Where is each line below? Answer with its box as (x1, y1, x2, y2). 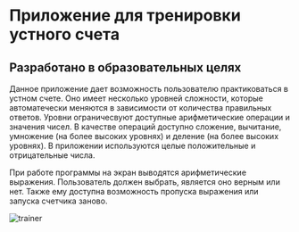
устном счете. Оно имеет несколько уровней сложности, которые (9, 93, 263, 104)
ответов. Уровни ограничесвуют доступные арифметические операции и (9, 112, 290, 122)
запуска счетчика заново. (9, 195, 108, 206)
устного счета (9, 24, 120, 45)
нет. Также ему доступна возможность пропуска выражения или (9, 186, 259, 196)
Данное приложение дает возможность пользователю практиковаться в (9, 84, 288, 94)
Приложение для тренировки (9, 5, 241, 26)
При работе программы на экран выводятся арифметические (9, 167, 247, 178)
